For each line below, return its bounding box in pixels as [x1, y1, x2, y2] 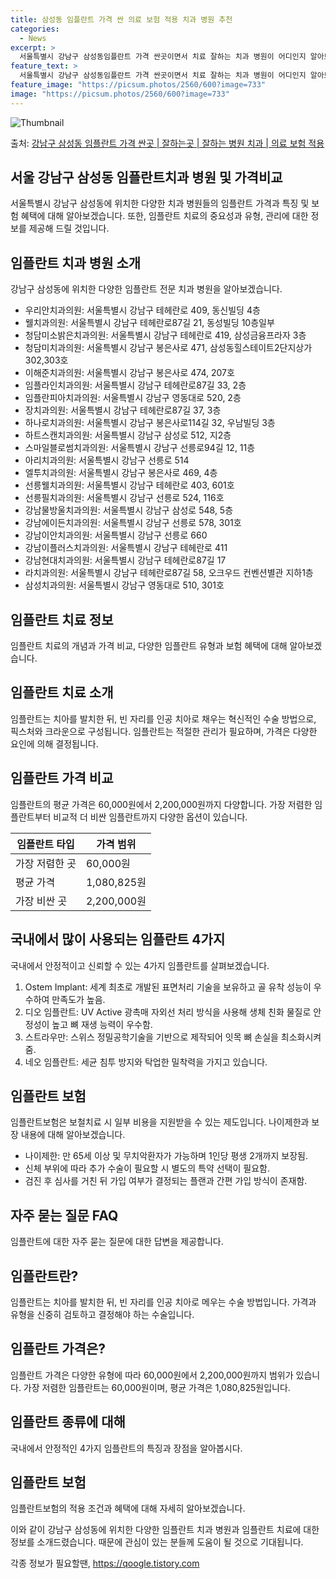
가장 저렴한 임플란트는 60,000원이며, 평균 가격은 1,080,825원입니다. [23, 1381, 291, 1393]
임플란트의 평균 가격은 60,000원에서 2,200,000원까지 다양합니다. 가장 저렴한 [10, 798, 313, 810]
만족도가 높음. [51, 993, 106, 1005]
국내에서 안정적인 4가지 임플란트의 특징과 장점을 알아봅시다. [10, 1442, 243, 1454]
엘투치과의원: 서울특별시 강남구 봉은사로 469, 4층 [24, 467, 218, 479]
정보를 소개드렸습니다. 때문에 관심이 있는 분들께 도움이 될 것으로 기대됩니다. [10, 1536, 304, 1548]
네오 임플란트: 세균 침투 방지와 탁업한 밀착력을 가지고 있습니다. [24, 1056, 268, 1068]
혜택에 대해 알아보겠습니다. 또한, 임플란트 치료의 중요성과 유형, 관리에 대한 [20, 210, 309, 222]
